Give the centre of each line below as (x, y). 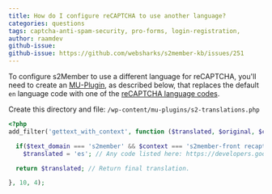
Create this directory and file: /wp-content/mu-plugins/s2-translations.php (134, 109)
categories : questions (47, 23)
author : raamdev (36, 38)
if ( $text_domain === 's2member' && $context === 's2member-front (128, 146)
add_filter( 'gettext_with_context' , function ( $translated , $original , (132, 131)
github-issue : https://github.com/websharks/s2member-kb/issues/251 (126, 53)
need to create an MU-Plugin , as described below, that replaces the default (134, 85)
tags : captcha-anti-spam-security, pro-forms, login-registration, (125, 31)
